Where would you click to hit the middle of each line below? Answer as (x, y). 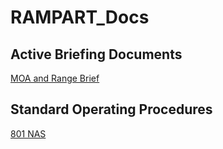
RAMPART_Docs (80, 17)
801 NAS (28, 133)
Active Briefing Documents (96, 54)
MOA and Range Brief (55, 78)
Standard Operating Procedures (111, 109)
